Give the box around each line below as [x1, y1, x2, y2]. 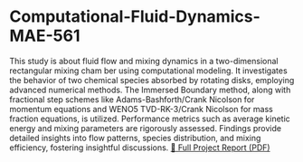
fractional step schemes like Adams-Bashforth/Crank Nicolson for [9, 93, 255, 105]
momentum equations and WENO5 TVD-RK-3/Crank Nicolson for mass [9, 103, 273, 114]
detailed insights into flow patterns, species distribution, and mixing [9, 132, 261, 143]
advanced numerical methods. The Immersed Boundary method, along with [9, 84, 291, 95]
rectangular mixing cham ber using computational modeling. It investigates [9, 65, 288, 76]
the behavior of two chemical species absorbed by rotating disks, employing [9, 74, 295, 85]
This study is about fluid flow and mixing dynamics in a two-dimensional [9, 55, 279, 66]
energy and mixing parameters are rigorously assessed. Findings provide [9, 122, 282, 133]
